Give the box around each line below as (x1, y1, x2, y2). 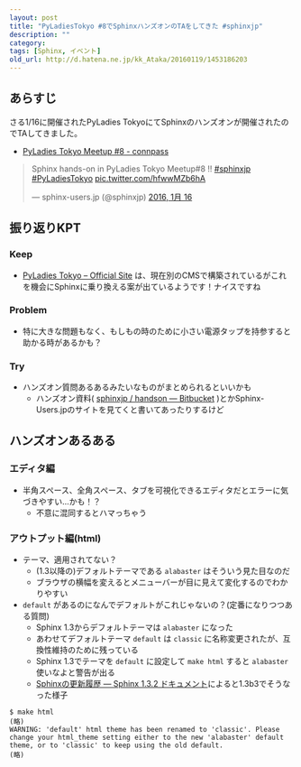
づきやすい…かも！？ (22, 495, 101, 506)
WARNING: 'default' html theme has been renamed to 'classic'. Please (9, 725, 280, 735)
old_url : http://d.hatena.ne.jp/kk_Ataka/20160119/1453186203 (9, 55, 248, 64)
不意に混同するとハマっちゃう (35, 507, 147, 518)
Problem (9, 304, 48, 317)
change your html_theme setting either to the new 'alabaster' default (9, 733, 284, 743)
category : (9, 38, 47, 48)
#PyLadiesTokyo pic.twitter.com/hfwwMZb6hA (31, 172, 205, 183)
